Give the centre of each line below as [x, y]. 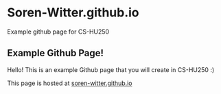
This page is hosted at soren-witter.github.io [70, 83]
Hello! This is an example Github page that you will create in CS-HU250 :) [111, 69]
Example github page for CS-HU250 [58, 32]
